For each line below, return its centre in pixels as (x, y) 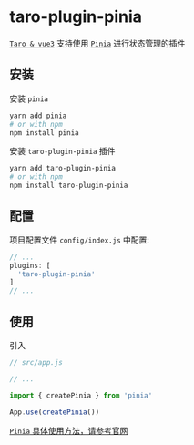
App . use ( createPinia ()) (55, 412)
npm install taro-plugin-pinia (69, 186)
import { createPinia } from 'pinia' (81, 395)
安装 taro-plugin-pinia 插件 (62, 151)
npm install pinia (44, 133)
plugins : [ (30, 265)
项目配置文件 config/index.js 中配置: (80, 240)
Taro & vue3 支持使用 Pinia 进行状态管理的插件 (97, 43)
